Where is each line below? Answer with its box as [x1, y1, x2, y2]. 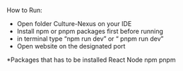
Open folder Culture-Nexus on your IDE [16, 20, 132, 27]
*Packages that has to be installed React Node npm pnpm [6, 56, 176, 64]
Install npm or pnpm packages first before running [16, 27, 164, 35]
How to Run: [6, 6, 43, 14]
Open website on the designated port [16, 42, 126, 50]
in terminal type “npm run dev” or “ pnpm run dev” [16, 34, 164, 43]
